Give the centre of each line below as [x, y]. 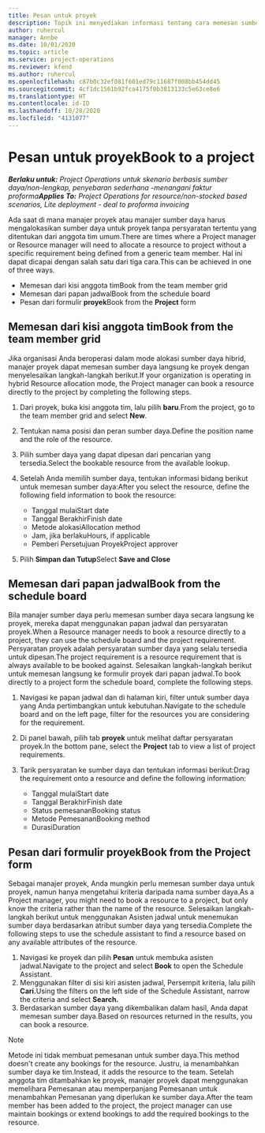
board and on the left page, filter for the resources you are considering [134, 715]
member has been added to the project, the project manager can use [120, 1105]
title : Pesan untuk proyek [52, 15]
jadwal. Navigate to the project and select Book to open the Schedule [131, 966]
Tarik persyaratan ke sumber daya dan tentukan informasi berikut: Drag [134, 770]
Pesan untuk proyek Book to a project [131, 158]
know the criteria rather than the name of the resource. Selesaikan [116, 909]
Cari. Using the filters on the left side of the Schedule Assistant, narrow [134, 991]
